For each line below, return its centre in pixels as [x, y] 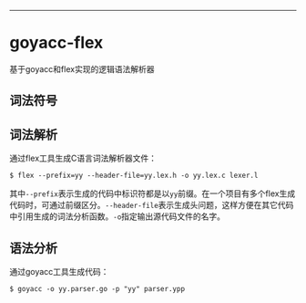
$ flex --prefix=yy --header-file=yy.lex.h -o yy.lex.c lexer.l [134, 176]
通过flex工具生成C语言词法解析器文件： [83, 158]
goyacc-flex [56, 43]
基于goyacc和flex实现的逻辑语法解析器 [82, 68]
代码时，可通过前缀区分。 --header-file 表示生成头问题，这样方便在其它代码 [152, 205]
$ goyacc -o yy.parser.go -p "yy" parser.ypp [97, 288]
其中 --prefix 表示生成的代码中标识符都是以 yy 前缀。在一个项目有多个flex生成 [153, 193]
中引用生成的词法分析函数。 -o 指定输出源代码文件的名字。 [117, 216]
